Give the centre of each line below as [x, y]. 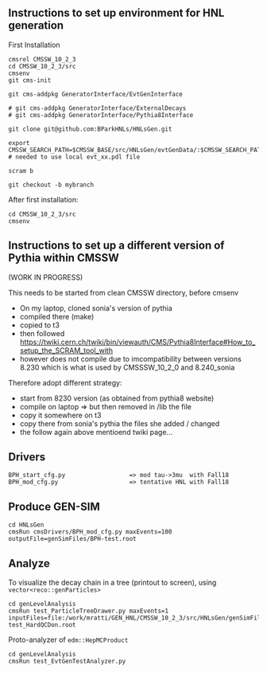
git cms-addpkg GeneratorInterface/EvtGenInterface [95, 94]
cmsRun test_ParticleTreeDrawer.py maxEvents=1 [89, 611]
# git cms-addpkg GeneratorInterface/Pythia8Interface [101, 115]
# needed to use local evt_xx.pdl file [74, 157]
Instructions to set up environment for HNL [116, 13]
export [19, 143]
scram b [21, 170]
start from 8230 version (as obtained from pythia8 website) [117, 398]
